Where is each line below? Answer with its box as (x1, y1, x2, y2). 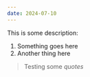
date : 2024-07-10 (7, 10, 57, 17)
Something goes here (16, 42, 78, 50)
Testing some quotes (23, 62, 84, 70)
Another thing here (16, 49, 71, 57)
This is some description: (7, 29, 79, 37)
